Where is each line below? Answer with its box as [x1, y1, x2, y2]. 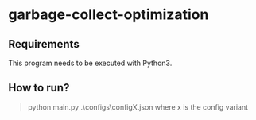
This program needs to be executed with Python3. [8, 58, 173, 68]
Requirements [8, 37, 80, 51]
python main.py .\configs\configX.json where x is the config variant [27, 102, 249, 112]
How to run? [8, 81, 70, 95]
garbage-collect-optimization [8, 6, 209, 24]
